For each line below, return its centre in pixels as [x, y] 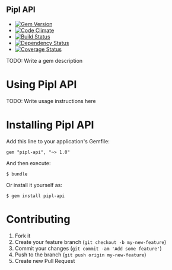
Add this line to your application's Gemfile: [58, 141]
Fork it [23, 236]
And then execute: [28, 163]
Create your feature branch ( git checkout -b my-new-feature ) [90, 242]
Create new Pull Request [45, 261]
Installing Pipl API [50, 125]
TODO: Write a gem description [44, 60]
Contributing [38, 219]
